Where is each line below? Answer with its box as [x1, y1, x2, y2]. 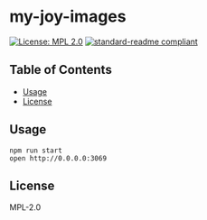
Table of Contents [9, 62, 113, 78]
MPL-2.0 [9, 202, 42, 213]
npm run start [9, 146, 63, 155]
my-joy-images [9, 6, 127, 27]
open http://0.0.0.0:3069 [9, 153, 107, 163]
